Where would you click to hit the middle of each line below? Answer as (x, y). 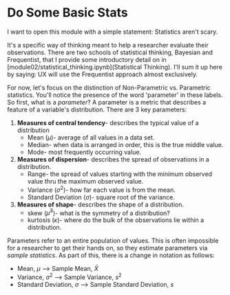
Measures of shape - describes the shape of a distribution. (101, 204)
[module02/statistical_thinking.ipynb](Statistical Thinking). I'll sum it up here (115, 67)
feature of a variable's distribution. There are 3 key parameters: (97, 109)
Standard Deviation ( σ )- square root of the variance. (101, 197)
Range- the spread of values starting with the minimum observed (119, 174)
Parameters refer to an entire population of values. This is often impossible (113, 241)
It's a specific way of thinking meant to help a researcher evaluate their (108, 45)
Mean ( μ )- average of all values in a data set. (91, 137)
